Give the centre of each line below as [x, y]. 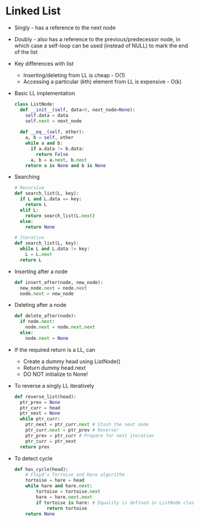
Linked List [33, 11]
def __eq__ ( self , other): [52, 132]
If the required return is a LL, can [55, 349]
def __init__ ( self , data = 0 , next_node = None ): [78, 110]
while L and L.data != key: [55, 249]
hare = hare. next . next [64, 497]
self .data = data [47, 115]
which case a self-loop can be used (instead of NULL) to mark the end [101, 46]
